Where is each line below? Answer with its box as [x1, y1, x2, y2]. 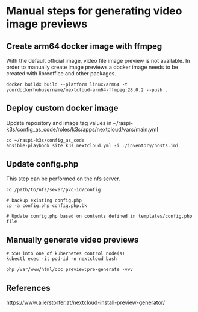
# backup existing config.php [6, 197, 82, 203]
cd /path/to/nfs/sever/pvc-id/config [6, 186, 101, 193]
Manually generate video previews [6, 235, 139, 245]
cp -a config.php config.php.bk [6, 202, 87, 209]
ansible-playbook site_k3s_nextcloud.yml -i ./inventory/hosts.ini [6, 142, 179, 148]
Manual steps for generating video [6, 4, 182, 18]
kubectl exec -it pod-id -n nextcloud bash [6, 256, 117, 262]
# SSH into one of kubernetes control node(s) [6, 250, 125, 257]
